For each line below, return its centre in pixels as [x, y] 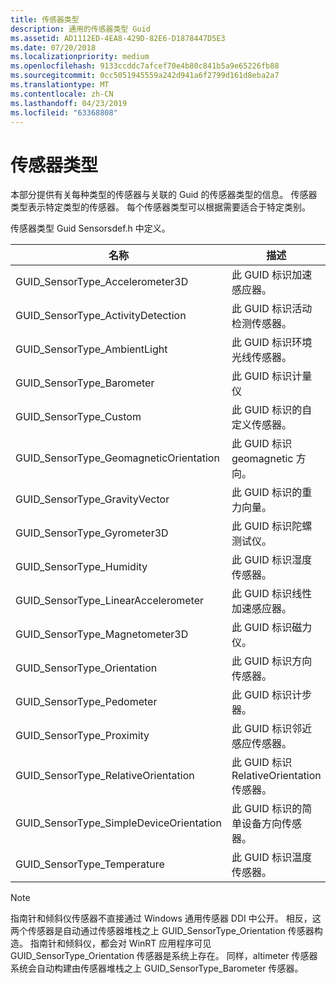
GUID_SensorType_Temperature [90, 864]
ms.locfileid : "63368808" [64, 112]
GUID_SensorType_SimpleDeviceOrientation [118, 823]
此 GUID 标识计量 [272, 376]
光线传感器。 [261, 358]
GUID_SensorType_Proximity [82, 736]
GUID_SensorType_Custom [78, 417]
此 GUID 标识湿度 [272, 560]
